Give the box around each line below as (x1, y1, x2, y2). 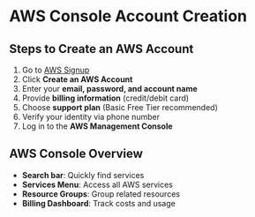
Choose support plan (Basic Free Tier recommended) (21, 102, 218, 112)
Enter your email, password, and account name (21, 84, 198, 94)
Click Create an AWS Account (21, 74, 133, 85)
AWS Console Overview (9, 146, 144, 161)
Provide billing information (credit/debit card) (21, 93, 190, 103)
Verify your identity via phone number (21, 112, 161, 122)
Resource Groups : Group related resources (21, 188, 181, 199)
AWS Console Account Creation (9, 6, 248, 26)
